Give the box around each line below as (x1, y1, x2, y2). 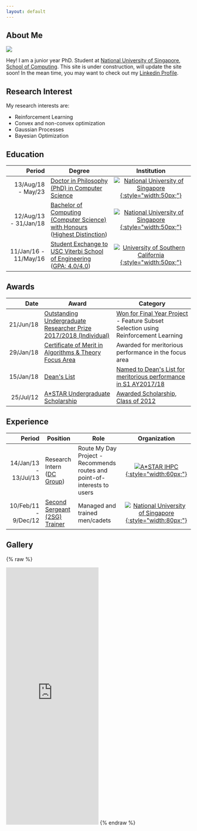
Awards (6, 282, 35, 292)
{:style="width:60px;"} (125, 470, 188, 478)
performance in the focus (116, 348, 186, 356)
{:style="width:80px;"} (125, 516, 188, 524)
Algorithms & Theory (44, 348, 101, 356)
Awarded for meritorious (116, 341, 184, 349)
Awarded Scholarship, (116, 389, 177, 398)
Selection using (116, 324, 159, 332)
